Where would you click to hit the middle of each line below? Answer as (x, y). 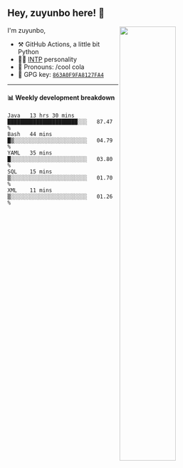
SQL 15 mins (30, 172)
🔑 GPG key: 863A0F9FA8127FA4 (61, 74)
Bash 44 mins (30, 135)
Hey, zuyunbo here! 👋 (56, 13)
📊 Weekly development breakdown (61, 98)
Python (28, 51)
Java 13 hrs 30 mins (41, 116)
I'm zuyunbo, (27, 30)
